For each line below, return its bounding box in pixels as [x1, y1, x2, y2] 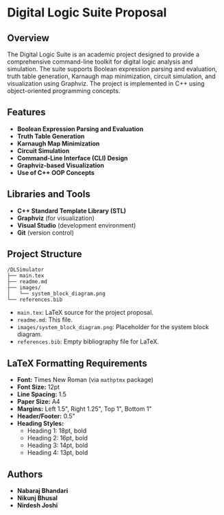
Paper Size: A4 [16, 398, 60, 406]
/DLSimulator [7, 266, 45, 274]
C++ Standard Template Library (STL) [16, 206, 127, 215]
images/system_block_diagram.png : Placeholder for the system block [16, 323, 209, 331]
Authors [7, 468, 43, 480]
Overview [7, 32, 50, 44]
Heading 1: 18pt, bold [27, 427, 87, 435]
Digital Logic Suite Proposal [7, 5, 167, 21]
